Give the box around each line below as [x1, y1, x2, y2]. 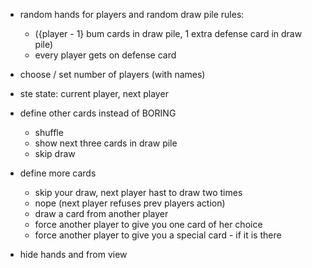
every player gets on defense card [34, 49, 177, 61]
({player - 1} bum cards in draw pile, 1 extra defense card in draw [34, 28, 303, 39]
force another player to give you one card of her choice [34, 219, 263, 230]
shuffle [34, 127, 64, 138]
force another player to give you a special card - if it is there [34, 229, 282, 241]
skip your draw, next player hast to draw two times [34, 187, 243, 198]
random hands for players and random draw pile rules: [19, 9, 245, 20]
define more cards [19, 167, 97, 179]
